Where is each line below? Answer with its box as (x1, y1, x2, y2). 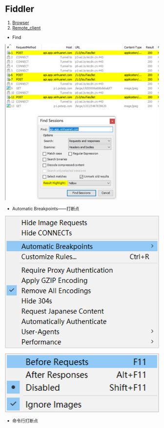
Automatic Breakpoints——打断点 (12, 206, 80, 212)
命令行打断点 (12, 418, 38, 424)
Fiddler (5, 3, 34, 15)
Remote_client (12, 25, 41, 30)
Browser (12, 20, 29, 25)
